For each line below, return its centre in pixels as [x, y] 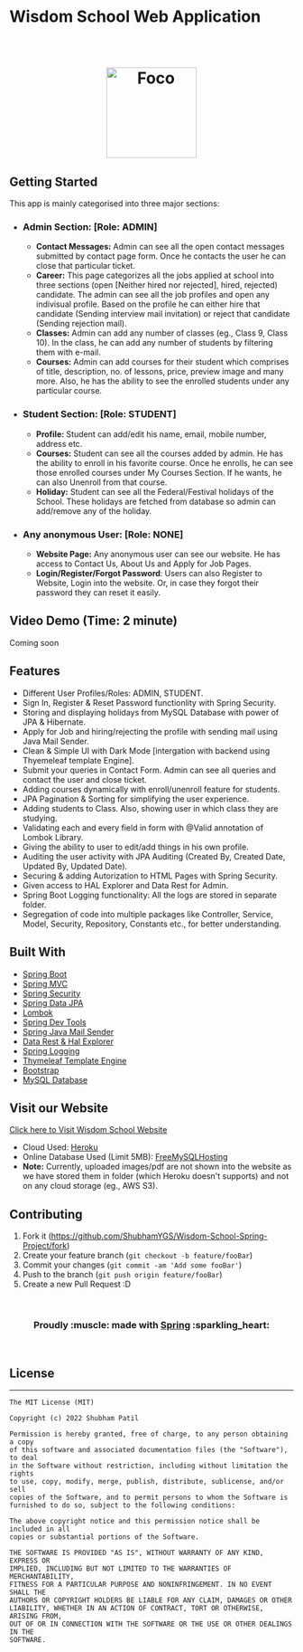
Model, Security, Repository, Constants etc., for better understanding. [152, 924]
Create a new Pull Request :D [77, 1284]
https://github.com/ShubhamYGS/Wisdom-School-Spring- [159, 1236]
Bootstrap [41, 1070]
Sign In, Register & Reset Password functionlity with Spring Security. [149, 702]
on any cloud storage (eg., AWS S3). [90, 1186]
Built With [37, 952]
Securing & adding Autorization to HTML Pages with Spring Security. [150, 876]
